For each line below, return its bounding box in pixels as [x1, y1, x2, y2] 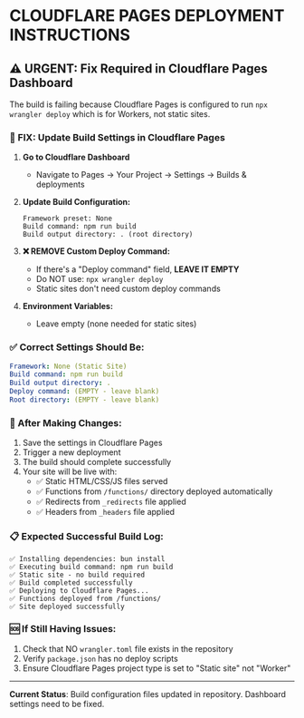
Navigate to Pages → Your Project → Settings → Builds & [35, 170, 247, 180]
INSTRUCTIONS [9, 24, 131, 45]
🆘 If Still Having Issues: [9, 623, 117, 636]
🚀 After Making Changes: [9, 416, 122, 429]
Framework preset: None [22, 214, 113, 223]
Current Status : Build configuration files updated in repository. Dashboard [9, 688, 287, 699]
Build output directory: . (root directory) [22, 230, 194, 239]
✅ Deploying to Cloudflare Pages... [9, 586, 149, 595]
